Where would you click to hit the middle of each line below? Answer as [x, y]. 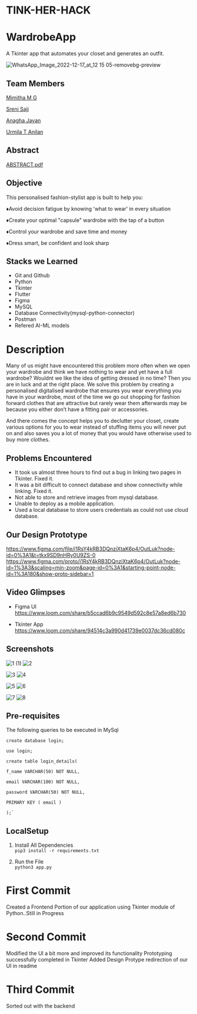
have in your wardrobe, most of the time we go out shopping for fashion [93, 397]
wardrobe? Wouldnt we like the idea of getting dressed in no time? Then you [98, 378]
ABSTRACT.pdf [25, 164]
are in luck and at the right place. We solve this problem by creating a [90, 385]
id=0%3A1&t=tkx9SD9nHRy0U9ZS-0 [51, 555]
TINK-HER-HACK [49, 10]
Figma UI [26, 607]
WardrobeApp [41, 37]
